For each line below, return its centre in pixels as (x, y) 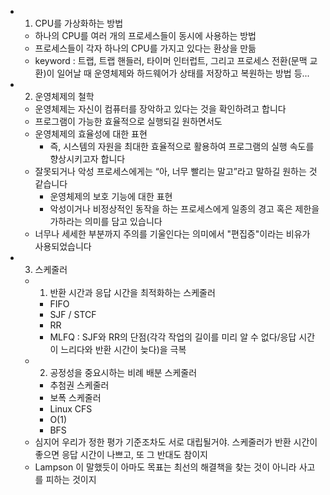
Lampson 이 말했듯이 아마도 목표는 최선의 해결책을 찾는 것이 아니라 (165, 467)
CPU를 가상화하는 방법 (79, 23)
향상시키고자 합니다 (87, 159)
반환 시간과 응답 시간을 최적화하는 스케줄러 (132, 292)
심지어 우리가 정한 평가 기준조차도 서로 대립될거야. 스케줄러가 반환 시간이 (176, 442)
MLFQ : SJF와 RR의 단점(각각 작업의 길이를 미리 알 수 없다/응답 (173, 337)
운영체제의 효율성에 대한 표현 (91, 134)
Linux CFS (71, 409)
